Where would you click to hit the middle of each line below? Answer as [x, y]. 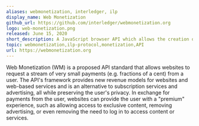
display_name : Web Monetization [46, 17]
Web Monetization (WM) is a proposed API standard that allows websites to [98, 67]
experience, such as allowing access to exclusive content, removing [89, 105]
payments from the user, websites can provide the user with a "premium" [95, 99]
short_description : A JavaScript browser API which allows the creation [98, 39]
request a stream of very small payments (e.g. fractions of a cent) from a [95, 73]
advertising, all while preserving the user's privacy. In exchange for [88, 92]
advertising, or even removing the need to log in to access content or [90, 111]
